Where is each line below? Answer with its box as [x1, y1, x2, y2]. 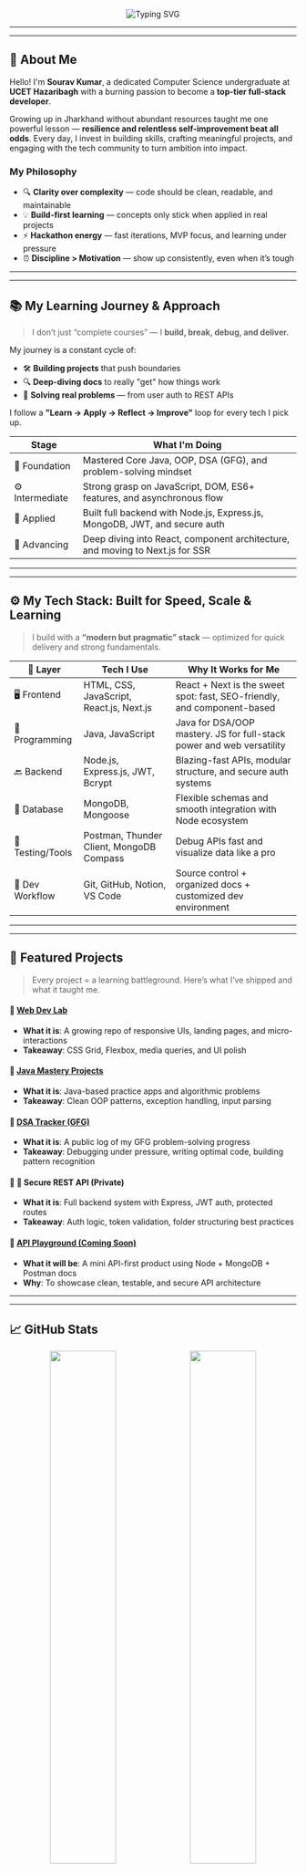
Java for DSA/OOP [175, 716, 255, 729]
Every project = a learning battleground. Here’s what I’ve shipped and [31, 974, 293, 985]
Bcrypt [83, 776, 112, 789]
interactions [22, 1035, 68, 1046]
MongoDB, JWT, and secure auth [82, 517, 225, 530]
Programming [14, 733, 73, 745]
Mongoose [83, 808, 130, 821]
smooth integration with [175, 803, 277, 816]
